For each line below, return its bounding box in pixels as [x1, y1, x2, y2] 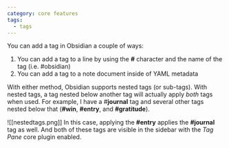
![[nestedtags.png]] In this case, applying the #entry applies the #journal [7, 118, 215, 127]
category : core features [7, 10, 78, 17]
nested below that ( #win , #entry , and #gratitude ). [7, 105, 150, 114]
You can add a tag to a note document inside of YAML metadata [17, 70, 199, 78]
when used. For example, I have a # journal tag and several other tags [7, 98, 204, 106]
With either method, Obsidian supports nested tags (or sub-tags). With [7, 83, 208, 92]
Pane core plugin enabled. [7, 133, 82, 141]
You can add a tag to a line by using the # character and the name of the [17, 55, 223, 63]
